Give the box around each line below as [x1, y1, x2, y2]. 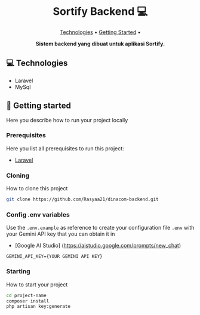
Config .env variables [6, 210, 70, 218]
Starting [6, 267, 31, 276]
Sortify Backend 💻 [53, 5, 148, 18]
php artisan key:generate [6, 304, 70, 310]
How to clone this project [6, 185, 68, 192]
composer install [6, 298, 50, 304]
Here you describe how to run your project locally [6, 116, 128, 123]
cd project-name [6, 292, 47, 298]
